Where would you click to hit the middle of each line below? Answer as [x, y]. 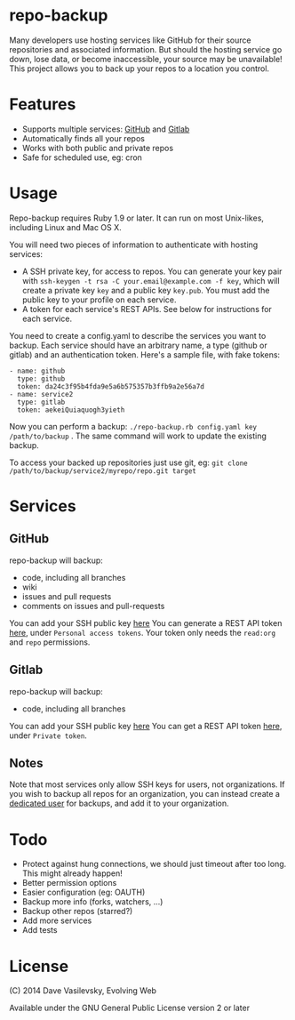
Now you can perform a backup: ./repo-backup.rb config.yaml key [133, 426]
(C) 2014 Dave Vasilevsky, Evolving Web [83, 991]
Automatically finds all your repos [83, 138]
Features [43, 104]
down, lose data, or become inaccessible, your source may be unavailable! [146, 59]
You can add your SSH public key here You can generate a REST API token [146, 622]
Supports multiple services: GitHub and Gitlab [106, 129]
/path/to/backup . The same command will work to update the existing [138, 436]
